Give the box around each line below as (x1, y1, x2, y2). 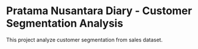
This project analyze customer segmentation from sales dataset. (6, 36, 163, 43)
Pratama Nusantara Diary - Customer (6, 4, 192, 18)
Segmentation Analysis (6, 17, 124, 30)
